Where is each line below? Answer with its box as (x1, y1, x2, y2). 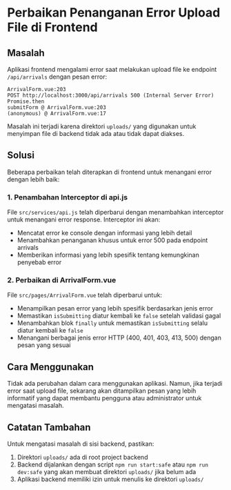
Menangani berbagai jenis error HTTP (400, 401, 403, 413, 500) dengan (17, 333, 222, 342)
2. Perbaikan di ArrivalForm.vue (7, 275, 117, 285)
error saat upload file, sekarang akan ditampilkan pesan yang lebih (7, 386, 197, 395)
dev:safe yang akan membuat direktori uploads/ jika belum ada (17, 468, 197, 476)
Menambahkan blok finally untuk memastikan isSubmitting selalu (17, 319, 208, 327)
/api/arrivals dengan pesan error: (7, 72, 108, 81)
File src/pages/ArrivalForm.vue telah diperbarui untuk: (7, 291, 162, 300)
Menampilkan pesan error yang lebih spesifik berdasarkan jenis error (17, 304, 214, 313)
